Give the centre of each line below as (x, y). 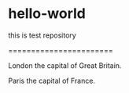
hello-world (47, 14)
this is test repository (42, 35)
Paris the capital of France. (52, 80)
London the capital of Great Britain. (65, 65)
